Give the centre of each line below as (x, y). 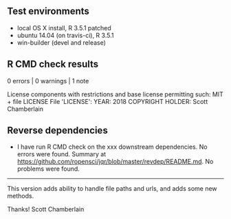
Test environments (48, 11)
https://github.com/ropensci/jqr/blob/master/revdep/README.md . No (115, 162)
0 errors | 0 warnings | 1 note (48, 81)
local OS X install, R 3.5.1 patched (64, 28)
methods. (21, 196)
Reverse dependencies (57, 131)
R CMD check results (53, 64)
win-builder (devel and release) (62, 42)
